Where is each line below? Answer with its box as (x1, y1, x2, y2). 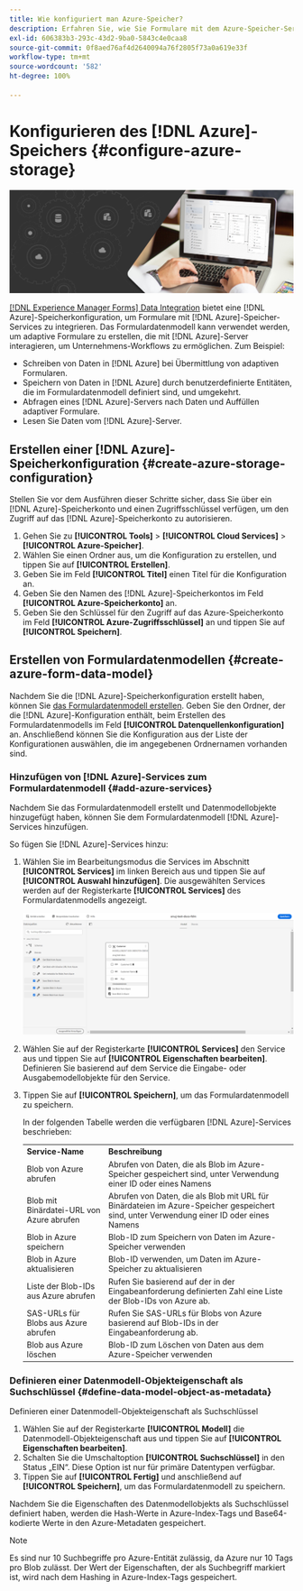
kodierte (9, 1517, 41, 1528)
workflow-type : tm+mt (9, 52, 91, 62)
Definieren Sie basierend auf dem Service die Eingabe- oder (22, 1062, 247, 1073)
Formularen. (22, 368, 68, 379)
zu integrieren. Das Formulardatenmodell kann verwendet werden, (43, 321, 290, 333)
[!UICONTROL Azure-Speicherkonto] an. (22, 598, 178, 609)
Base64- (254, 1507, 288, 1519)
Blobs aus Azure (26, 1317, 87, 1328)
